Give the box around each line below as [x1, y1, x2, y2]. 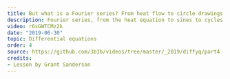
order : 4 [7, 42, 32, 49]
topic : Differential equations [7, 36, 97, 43]
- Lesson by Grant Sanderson [7, 61, 91, 68]
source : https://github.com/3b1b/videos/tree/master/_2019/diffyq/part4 [7, 49, 220, 56]
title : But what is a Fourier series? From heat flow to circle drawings [7, 10, 224, 17]
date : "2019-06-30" [7, 29, 63, 36]
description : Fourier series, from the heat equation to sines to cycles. [7, 16, 227, 23]
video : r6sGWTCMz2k [7, 23, 63, 30]
